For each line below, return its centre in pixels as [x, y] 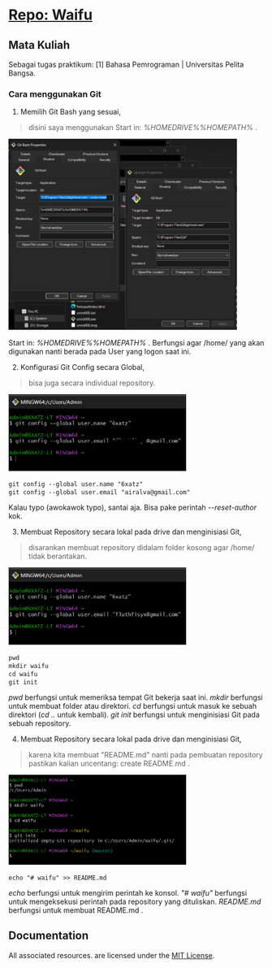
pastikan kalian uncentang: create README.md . [109, 764]
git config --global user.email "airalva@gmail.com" [99, 493]
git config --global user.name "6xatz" [76, 484]
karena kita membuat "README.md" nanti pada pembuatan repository [145, 755]
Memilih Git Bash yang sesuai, [71, 112]
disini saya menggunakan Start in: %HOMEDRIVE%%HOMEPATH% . [143, 128]
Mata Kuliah [39, 45]
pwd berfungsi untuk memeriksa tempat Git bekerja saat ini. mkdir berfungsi [136, 697]
